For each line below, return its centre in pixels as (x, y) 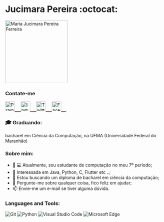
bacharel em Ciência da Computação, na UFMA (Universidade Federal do (81, 135)
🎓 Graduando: (24, 123)
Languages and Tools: (32, 203)
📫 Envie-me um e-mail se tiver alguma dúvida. (61, 188)
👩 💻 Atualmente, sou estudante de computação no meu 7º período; (82, 165)
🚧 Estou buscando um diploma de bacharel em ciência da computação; (86, 177)
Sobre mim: (19, 154)
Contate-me (20, 93)
